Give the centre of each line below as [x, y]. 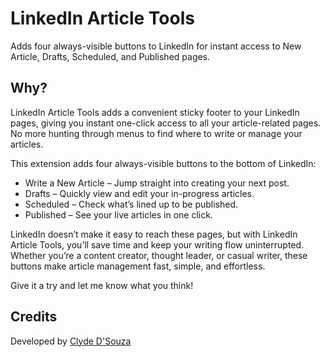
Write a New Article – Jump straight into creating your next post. [157, 183]
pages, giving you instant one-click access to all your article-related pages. [166, 123]
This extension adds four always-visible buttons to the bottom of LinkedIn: [163, 163]
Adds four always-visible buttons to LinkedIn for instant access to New [156, 46]
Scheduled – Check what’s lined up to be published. [131, 204]
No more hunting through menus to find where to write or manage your [156, 133]
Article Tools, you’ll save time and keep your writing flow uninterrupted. [157, 244]
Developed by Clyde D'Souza [71, 341]
